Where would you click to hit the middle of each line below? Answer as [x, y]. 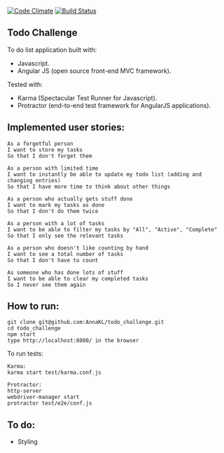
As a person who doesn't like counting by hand [78, 248]
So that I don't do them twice [53, 211]
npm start [22, 334]
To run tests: [25, 353]
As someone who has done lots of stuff [65, 272]
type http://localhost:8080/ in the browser [73, 341]
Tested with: [25, 84]
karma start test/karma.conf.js [54, 373]
